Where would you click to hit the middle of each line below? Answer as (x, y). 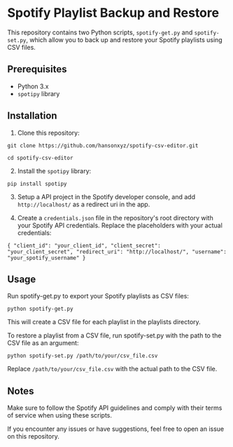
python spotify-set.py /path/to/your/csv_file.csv (83, 356)
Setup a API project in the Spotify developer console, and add (106, 196)
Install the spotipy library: (54, 171)
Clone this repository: (48, 133)
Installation (32, 116)
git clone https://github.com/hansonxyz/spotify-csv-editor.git (103, 145)
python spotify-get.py (40, 309)
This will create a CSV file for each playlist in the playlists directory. (104, 322)
